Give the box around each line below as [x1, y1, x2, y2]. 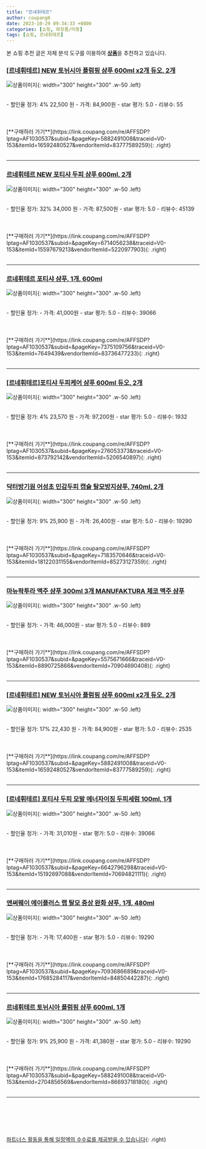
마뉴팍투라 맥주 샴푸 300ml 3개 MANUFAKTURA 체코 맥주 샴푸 [6, 587, 185, 595]
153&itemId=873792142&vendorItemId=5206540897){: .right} [6, 454, 162, 461]
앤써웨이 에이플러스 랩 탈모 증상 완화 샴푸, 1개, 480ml [6, 899, 155, 907]
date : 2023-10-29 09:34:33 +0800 [6, 20, 92, 26]
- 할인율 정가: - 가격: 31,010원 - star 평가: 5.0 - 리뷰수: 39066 [6, 829, 155, 837]
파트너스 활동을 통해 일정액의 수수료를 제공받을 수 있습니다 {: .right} [6, 1136, 167, 1143]
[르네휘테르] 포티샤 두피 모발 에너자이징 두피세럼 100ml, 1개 [6, 795, 172, 803]
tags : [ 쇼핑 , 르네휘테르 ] [6, 32, 64, 38]
